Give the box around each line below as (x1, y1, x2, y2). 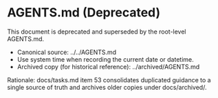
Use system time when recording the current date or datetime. (17, 55, 194, 63)
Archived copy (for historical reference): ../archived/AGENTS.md (17, 62, 200, 71)
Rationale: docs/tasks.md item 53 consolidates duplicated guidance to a (7, 75, 211, 84)
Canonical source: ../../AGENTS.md (17, 48, 117, 56)
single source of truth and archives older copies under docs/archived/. (7, 83, 207, 91)
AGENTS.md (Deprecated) (7, 5, 161, 21)
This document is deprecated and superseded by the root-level (7, 27, 187, 36)
